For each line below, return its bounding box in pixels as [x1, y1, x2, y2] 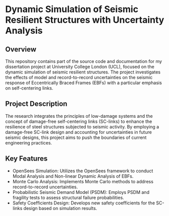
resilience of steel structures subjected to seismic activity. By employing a [5, 123, 159, 129]
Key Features [5, 155, 48, 163]
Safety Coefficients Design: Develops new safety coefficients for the [12, 200, 155, 206]
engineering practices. [5, 139, 52, 146]
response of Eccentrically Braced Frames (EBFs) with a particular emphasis [5, 80, 162, 86]
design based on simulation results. [23, 205, 97, 211]
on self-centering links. [5, 85, 53, 91]
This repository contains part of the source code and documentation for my [5, 58, 162, 64]
